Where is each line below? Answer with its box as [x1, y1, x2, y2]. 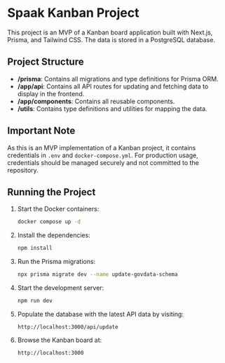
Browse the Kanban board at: [17, 336, 102, 344]
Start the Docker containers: [17, 205, 100, 213]
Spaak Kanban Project [7, 5, 139, 21]
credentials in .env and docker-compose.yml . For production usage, [7, 151, 198, 159]
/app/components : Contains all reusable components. [17, 97, 175, 105]
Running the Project [7, 186, 96, 198]
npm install [17, 244, 53, 252]
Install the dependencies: [17, 231, 91, 239]
